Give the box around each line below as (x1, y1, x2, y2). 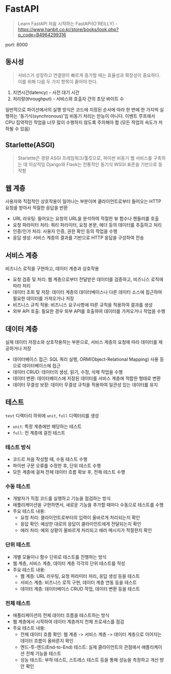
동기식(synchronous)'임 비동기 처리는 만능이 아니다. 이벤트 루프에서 (20, 113, 155, 119)
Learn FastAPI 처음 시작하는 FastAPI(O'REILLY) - (17, 20, 118, 26)
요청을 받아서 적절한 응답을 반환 (5, 205, 68, 211)
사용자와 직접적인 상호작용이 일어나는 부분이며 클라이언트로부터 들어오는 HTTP (5, 198, 162, 204)
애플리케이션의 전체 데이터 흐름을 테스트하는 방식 (12, 612, 109, 618)
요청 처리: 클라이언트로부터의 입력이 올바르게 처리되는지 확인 (20, 515, 140, 521)
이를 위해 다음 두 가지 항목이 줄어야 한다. (17, 78, 98, 85)
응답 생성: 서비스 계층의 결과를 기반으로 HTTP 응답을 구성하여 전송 (12, 235, 144, 241)
